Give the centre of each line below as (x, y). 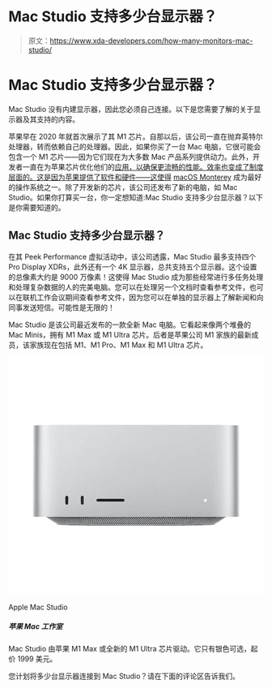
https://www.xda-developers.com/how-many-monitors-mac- (151, 41)
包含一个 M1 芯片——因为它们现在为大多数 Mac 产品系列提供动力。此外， (131, 157)
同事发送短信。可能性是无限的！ (62, 307)
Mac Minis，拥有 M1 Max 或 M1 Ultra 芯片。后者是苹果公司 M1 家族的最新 (130, 334)
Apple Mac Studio (38, 607)
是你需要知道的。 (37, 207)
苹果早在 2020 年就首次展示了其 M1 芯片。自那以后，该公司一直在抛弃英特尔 (136, 136)
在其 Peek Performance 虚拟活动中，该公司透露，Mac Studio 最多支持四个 (132, 256)
